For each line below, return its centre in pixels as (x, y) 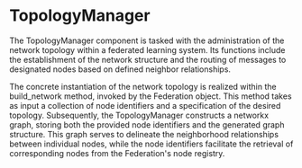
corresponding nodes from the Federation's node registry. (117, 153)
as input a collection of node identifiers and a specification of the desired (145, 105)
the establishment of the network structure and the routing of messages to (148, 59)
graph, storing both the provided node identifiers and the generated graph (147, 124)
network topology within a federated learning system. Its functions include (147, 49)
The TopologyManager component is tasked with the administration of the (147, 40)
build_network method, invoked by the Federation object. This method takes (151, 96)
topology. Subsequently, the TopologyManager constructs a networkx (139, 115)
